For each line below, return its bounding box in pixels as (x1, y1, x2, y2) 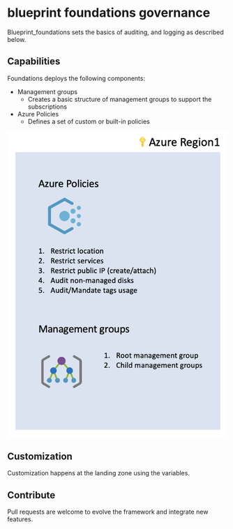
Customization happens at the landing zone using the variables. (7, 469, 190, 477)
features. (7, 515, 33, 523)
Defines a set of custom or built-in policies (27, 117, 150, 125)
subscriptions (27, 102, 68, 111)
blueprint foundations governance (7, 5, 211, 21)
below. (7, 35, 27, 43)
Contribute (7, 489, 56, 501)
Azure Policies (17, 109, 59, 118)
